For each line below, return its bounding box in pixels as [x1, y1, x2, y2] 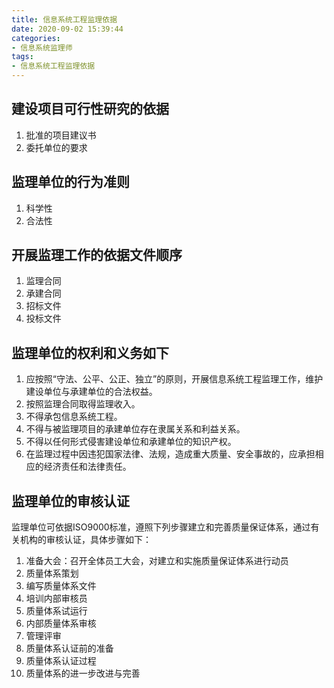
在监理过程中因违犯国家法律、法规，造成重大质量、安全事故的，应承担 [25, 448, 316, 460]
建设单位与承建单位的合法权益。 [25, 386, 158, 398]
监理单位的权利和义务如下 [11, 344, 169, 361]
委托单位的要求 [25, 141, 88, 153]
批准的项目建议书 [25, 129, 97, 141]
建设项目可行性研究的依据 [11, 101, 169, 118]
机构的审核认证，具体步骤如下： [19, 534, 152, 546]
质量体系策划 [25, 567, 79, 580]
